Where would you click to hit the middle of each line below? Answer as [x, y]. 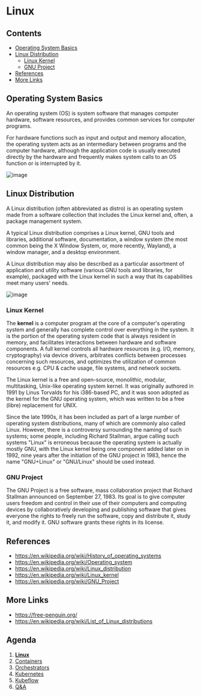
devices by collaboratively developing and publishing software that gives [96, 509]
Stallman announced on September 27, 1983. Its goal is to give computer [96, 497]
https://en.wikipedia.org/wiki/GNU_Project [67, 582]
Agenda [21, 640]
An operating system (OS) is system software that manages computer [92, 113]
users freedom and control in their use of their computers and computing [97, 503]
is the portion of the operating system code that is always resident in [91, 336]
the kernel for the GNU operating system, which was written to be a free [95, 399]
